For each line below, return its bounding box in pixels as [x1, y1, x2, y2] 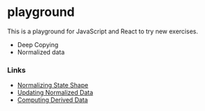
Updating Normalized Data [17, 88, 93, 97]
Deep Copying [17, 40, 59, 49]
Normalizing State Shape [17, 81, 89, 89]
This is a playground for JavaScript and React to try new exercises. [7, 27, 199, 35]
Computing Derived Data [17, 96, 89, 104]
